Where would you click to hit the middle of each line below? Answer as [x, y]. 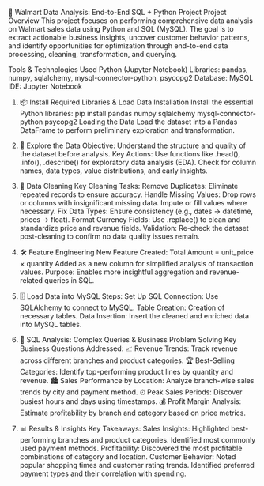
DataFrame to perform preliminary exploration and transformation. [127, 130]
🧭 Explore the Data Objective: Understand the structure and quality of [133, 145]
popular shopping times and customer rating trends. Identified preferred [137, 465]
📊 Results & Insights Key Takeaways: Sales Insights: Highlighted [124, 428]
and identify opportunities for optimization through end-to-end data [118, 46]
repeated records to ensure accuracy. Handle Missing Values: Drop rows [138, 194]
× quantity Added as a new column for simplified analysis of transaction [137, 264]
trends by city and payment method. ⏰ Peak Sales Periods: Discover [131, 392]
